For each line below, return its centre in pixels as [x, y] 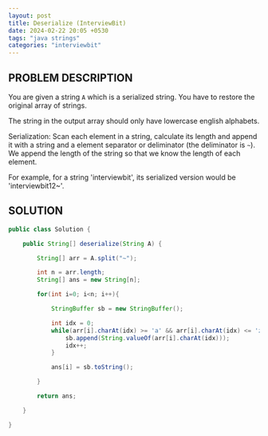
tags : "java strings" [44, 38]
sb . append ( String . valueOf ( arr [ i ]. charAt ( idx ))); [147, 338]
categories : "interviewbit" [55, 46]
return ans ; [57, 396]
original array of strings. [48, 105]
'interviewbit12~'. [36, 185]
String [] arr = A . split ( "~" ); [87, 258]
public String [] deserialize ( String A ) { [92, 244]
